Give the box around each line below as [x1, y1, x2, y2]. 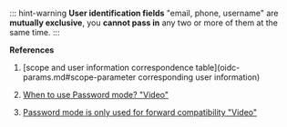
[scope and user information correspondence [22, 63, 194, 73]
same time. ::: [9, 27, 61, 37]
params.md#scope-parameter [22, 72, 137, 83]
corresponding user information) [138, 72, 261, 83]
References [9, 44, 55, 55]
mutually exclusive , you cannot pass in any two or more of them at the [9, 17, 278, 28]
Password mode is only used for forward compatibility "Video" [22, 107, 258, 117]
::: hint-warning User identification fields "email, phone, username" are [9, 8, 279, 18]
